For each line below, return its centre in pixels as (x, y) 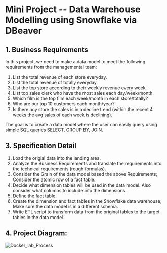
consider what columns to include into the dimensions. (69, 190)
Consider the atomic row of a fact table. (54, 179)
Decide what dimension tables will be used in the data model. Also (81, 185)
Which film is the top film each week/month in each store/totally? (80, 98)
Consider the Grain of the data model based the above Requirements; (85, 174)
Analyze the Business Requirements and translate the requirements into (87, 163)
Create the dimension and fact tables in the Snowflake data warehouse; (87, 201)
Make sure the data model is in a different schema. (65, 206)
